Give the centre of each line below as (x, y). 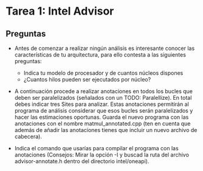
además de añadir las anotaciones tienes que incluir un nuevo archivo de (106, 130)
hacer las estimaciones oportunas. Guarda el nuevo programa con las (101, 117)
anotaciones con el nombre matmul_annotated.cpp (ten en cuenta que (102, 124)
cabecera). (28, 136)
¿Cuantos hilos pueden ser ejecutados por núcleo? (87, 79)
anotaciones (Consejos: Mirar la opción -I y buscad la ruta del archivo (102, 155)
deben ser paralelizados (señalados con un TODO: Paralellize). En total (103, 98)
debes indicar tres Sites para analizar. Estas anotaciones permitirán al (101, 104)
